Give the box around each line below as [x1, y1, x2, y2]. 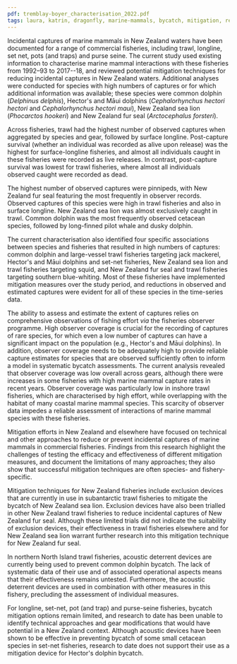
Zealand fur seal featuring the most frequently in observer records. [7, 191, 202, 200]
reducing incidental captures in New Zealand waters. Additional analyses [7, 73, 219, 82]
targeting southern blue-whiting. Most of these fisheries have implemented [7, 273, 226, 281]
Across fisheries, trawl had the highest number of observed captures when [7, 125, 226, 134]
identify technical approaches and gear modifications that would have [7, 619, 210, 627]
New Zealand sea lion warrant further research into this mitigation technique [7, 531, 229, 540]
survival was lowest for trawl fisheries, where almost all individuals [7, 162, 201, 171]
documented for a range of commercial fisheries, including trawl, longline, [7, 44, 222, 52]
